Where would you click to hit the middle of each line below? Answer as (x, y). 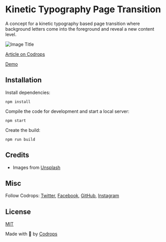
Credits (17, 155)
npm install (18, 102)
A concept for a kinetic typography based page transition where (73, 23)
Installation (23, 80)
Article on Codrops (25, 54)
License (18, 212)
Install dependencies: (28, 92)
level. (11, 34)
